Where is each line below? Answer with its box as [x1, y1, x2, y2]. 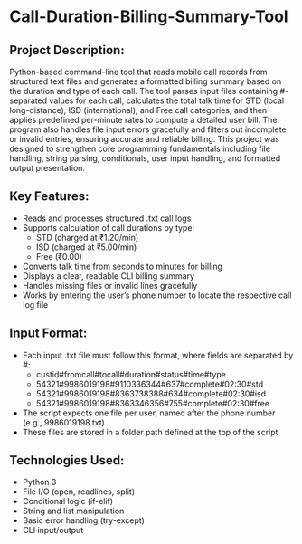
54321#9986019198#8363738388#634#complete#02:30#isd [35, 387, 267, 399]
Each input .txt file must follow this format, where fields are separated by [22, 349, 294, 360]
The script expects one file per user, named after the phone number [22, 407, 276, 418]
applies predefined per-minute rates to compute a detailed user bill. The [9, 115, 278, 125]
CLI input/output [22, 525, 84, 536]
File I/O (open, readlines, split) [22, 486, 136, 497]
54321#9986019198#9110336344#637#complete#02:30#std [35, 378, 264, 389]
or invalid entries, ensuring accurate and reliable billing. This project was [9, 134, 280, 144]
